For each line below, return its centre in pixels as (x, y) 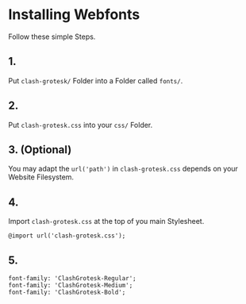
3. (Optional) (40, 150)
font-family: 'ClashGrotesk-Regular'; (72, 279)
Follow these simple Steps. (52, 37)
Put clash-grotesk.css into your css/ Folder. (81, 125)
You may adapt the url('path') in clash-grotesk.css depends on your (123, 169)
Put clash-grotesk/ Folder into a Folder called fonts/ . (96, 80)
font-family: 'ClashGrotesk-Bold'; (67, 292)
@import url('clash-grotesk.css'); (67, 236)
